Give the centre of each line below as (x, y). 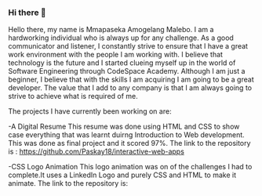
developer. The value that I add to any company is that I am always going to (130, 88)
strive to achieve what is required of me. (73, 96)
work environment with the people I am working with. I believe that (116, 55)
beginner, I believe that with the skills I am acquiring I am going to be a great (131, 80)
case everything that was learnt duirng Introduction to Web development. (126, 135)
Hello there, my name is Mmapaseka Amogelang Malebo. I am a (111, 30)
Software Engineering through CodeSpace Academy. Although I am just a (127, 71)
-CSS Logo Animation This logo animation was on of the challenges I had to (130, 167)
